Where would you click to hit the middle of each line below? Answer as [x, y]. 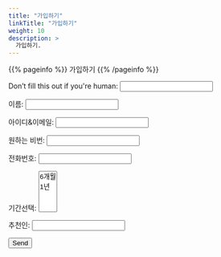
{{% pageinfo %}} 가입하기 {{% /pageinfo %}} [84, 70]
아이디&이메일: [31, 122]
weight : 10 [27, 31]
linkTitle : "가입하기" [43, 23]
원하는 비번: [27, 141]
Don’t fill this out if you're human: [63, 86]
